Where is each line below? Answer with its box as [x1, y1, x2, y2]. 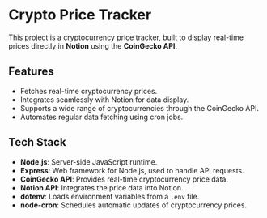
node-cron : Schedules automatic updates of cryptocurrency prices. [19, 200, 248, 210]
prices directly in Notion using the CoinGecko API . [8, 41, 178, 50]
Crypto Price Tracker [8, 6, 152, 24]
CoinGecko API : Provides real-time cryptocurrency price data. [19, 174, 229, 184]
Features [8, 65, 54, 79]
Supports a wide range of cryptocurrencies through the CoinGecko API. [19, 103, 259, 113]
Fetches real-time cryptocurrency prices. [19, 86, 158, 96]
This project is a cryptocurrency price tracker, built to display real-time [8, 32, 244, 42]
